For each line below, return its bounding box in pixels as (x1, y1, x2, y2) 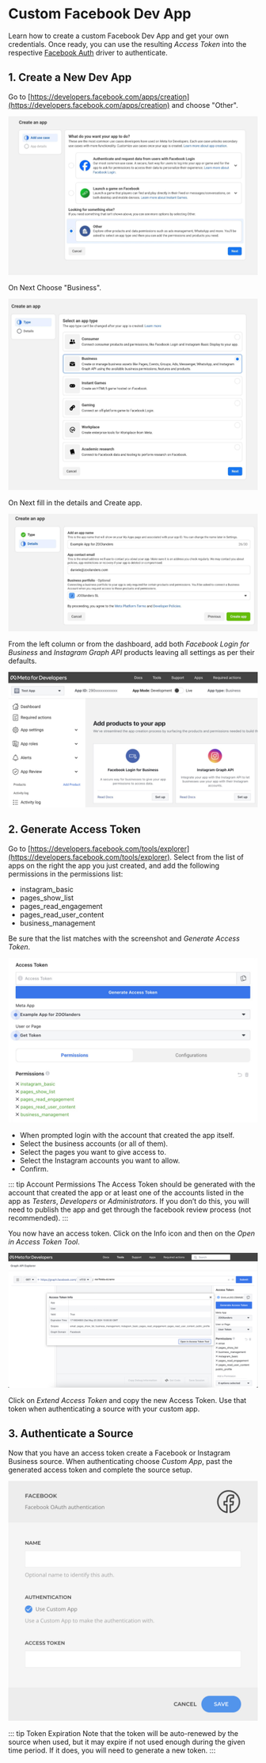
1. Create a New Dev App (8, 71, 132, 84)
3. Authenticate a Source (8, 1427, 134, 1440)
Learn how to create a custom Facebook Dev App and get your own (8, 31, 230, 40)
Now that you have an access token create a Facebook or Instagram (8, 1448, 231, 1458)
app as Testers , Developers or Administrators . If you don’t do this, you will (8, 1197, 249, 1206)
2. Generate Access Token (8, 822, 141, 837)
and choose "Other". (171, 100, 239, 109)
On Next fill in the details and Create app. (8, 497, 142, 508)
